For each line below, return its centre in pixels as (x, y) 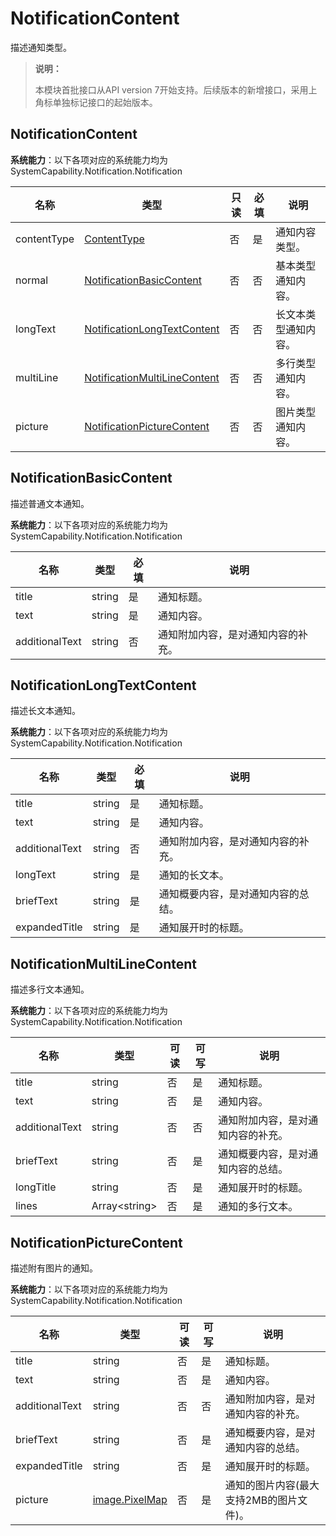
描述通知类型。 (41, 47)
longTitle (36, 1187)
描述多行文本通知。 (50, 989)
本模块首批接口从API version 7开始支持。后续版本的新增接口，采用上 (176, 89)
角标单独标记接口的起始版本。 (96, 102)
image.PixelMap (130, 1499)
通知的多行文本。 (258, 1207)
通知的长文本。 (194, 875)
